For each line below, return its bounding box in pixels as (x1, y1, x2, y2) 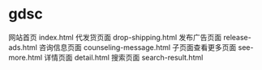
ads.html (8, 42, 38, 52)
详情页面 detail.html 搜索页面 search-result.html (44, 52, 204, 62)
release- (222, 32, 251, 42)
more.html (8, 52, 43, 62)
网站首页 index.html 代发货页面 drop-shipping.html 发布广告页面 (8, 32, 222, 42)
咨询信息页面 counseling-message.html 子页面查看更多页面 (39, 42, 237, 52)
